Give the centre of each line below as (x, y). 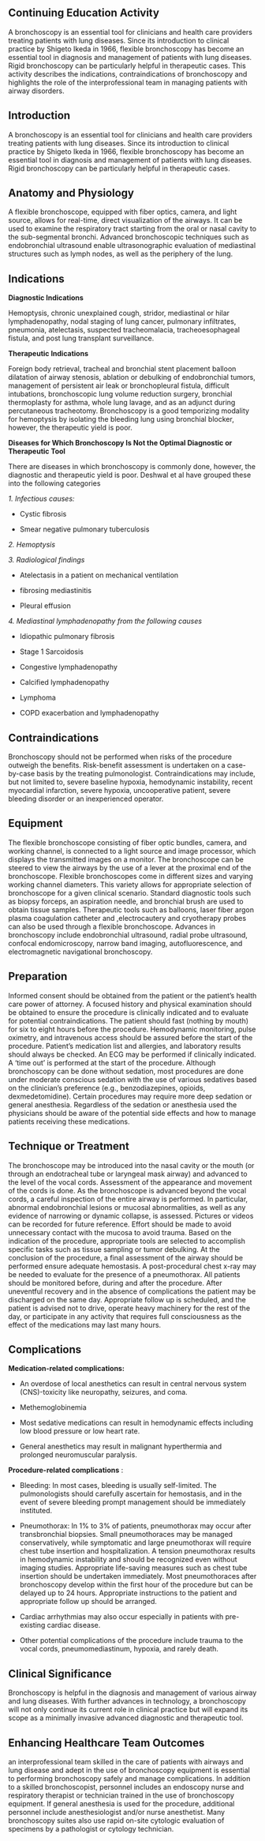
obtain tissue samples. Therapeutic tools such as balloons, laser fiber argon (131, 909)
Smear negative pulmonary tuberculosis (84, 529)
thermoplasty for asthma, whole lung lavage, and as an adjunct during (122, 403)
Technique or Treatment (69, 1146)
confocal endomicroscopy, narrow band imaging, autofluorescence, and (125, 943)
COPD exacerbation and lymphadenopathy (89, 713)
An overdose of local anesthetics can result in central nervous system (133, 1384)
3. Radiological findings (47, 560)
